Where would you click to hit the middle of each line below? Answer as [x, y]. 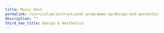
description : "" [21, 18]
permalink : [16, 14]
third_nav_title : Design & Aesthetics [44, 23]
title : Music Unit [24, 9]
